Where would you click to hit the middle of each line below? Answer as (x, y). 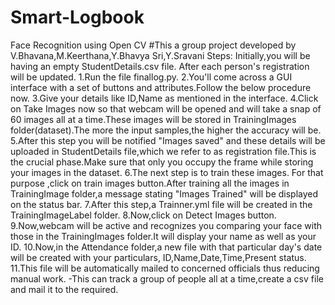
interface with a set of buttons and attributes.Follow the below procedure (161, 87)
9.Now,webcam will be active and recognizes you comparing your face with (166, 225)
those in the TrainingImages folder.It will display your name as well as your (163, 236)
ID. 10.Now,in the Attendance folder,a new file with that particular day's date (166, 247)
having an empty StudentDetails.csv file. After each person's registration (160, 66)
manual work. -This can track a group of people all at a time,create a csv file (167, 278)
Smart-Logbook (77, 17)
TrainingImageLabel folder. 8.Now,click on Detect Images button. (143, 215)
